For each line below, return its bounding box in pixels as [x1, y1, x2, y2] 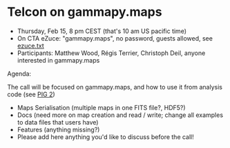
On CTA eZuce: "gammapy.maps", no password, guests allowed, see [17, 34, 213, 42]
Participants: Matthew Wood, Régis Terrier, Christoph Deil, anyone [17, 49, 206, 57]
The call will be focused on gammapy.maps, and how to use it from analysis [7, 83, 223, 91]
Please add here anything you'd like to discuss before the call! [17, 132, 195, 141]
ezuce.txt [17, 41, 45, 50]
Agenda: [7, 70, 32, 78]
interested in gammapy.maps [17, 56, 100, 64]
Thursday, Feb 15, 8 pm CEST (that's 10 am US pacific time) [17, 27, 186, 35]
